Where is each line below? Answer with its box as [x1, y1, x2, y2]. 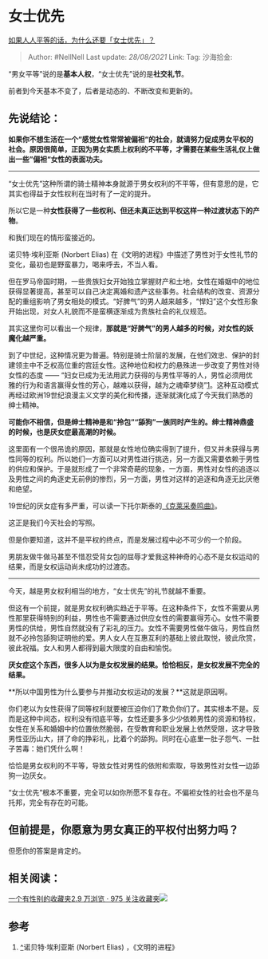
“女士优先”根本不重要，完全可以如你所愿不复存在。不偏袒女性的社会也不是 [8, 787, 253, 797]
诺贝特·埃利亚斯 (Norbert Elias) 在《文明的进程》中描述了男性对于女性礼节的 [8, 249, 258, 259]
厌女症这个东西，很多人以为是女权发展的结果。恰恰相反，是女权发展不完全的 [8, 660, 260, 669]
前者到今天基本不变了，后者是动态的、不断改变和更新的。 [8, 85, 197, 96]
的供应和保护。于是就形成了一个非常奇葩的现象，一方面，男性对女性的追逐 [8, 464, 253, 473]
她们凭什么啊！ [35, 744, 85, 753]
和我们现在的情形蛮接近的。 [8, 232, 100, 242]
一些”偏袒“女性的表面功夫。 [14, 154, 108, 164]
